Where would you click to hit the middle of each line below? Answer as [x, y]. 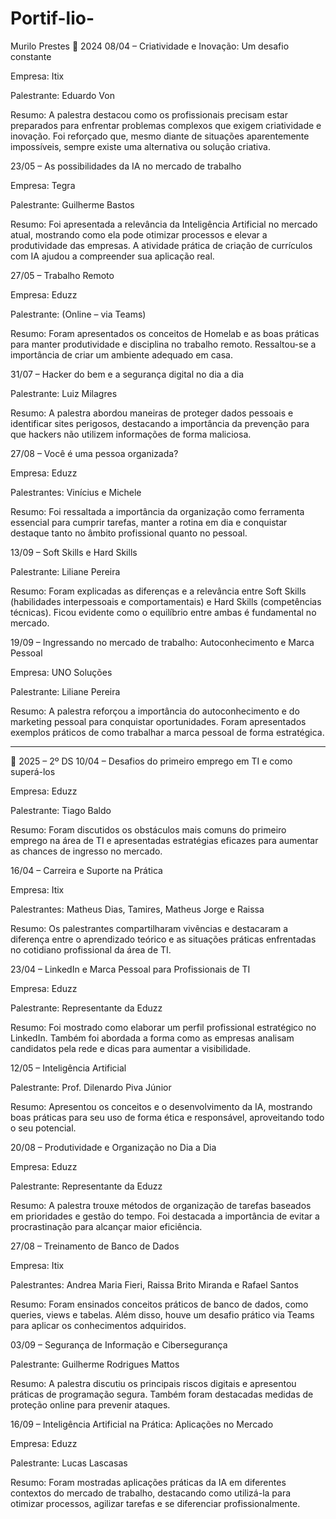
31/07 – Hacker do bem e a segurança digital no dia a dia [127, 374]
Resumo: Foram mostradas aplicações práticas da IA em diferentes [148, 1482]
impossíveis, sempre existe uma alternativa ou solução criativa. [140, 146]
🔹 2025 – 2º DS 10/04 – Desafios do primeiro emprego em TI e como [151, 761]
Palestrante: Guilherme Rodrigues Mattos [95, 1364]
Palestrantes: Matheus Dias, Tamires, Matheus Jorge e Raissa [137, 909]
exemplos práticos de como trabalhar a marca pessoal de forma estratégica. [167, 732]
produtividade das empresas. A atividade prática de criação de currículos [161, 245]
